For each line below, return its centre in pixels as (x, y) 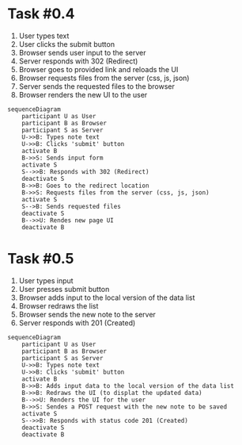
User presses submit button (64, 289)
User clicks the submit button (67, 44)
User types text (44, 36)
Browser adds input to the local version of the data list (107, 297)
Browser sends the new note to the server (87, 314)
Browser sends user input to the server (82, 52)
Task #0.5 (41, 259)
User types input (46, 280)
